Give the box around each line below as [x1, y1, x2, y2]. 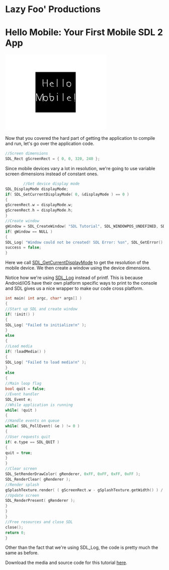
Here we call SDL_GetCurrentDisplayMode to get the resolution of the [5, 260, 149, 266]
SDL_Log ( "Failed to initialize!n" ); [5, 322, 87, 328]
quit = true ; [5, 450, 33, 455]
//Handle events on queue [5, 418, 59, 424]
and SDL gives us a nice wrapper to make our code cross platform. [5, 285, 144, 291]
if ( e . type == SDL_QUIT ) [5, 439, 59, 445]
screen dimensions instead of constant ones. [5, 171, 99, 177]
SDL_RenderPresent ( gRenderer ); [5, 498, 75, 503]
